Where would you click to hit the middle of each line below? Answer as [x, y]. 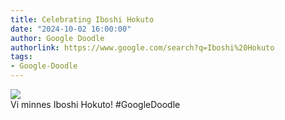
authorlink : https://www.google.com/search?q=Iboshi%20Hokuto [142, 47]
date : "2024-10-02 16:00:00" [71, 29]
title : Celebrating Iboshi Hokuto [82, 19]
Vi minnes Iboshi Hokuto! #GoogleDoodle [95, 104]
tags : [21, 57]
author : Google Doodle [57, 38]
